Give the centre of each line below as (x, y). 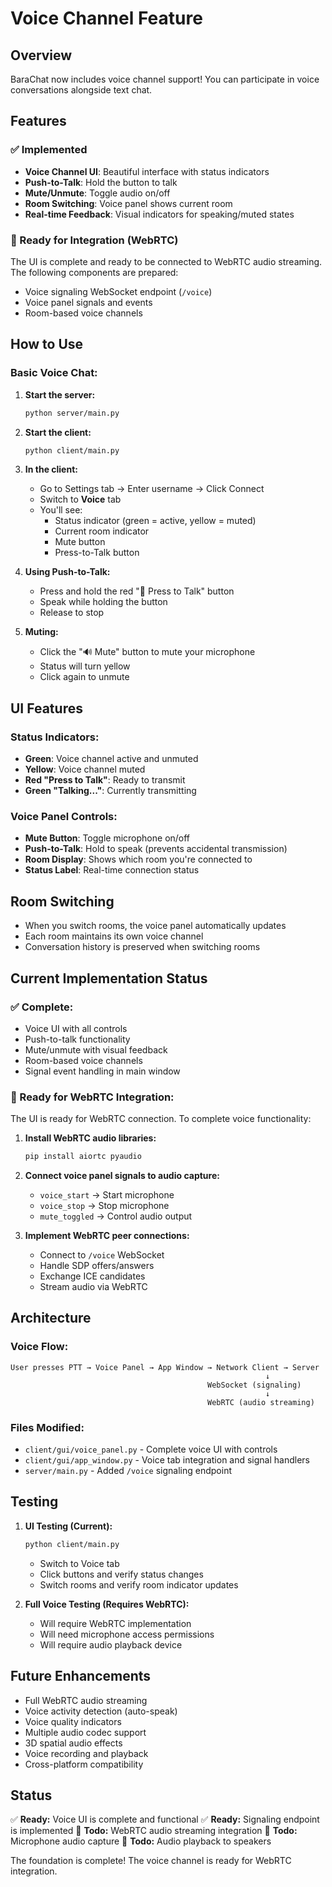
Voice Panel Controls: (64, 817)
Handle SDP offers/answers (97, 1266)
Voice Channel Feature (106, 18)
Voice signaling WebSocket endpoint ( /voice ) (118, 291)
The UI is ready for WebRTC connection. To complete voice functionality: (161, 1119)
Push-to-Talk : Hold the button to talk (101, 182)
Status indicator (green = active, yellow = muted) (155, 521)
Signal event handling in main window (102, 1071)
